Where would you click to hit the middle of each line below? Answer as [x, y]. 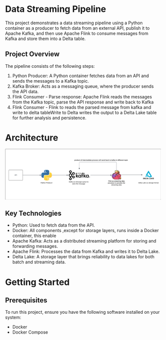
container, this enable [34, 236]
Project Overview [32, 54]
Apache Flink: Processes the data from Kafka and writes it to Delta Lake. [86, 251]
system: [13, 317]
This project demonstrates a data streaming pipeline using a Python [74, 23]
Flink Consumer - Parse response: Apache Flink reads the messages [82, 97]
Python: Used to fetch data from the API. [54, 225]
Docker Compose [30, 332]
